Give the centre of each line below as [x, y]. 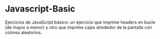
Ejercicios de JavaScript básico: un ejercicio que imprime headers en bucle [80, 22]
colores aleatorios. [24, 32]
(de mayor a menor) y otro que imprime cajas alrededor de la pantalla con [79, 27]
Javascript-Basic [40, 9]
